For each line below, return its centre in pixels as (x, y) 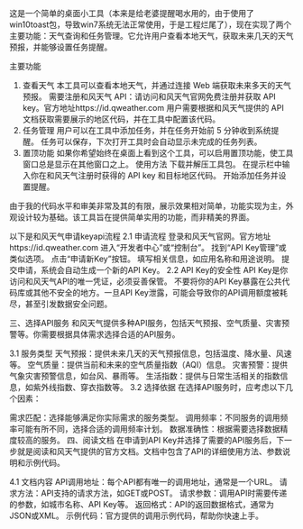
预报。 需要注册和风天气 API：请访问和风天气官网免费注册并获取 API (149, 96)
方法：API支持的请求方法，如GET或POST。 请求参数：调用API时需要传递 (152, 493)
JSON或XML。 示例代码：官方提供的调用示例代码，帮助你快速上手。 (137, 515)
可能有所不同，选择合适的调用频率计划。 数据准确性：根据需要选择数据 (148, 429)
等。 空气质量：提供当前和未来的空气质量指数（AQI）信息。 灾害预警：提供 (149, 365)
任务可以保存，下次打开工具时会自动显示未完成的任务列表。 (151, 141)
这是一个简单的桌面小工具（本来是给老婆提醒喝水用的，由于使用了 (132, 13)
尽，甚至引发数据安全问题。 (61, 304)
